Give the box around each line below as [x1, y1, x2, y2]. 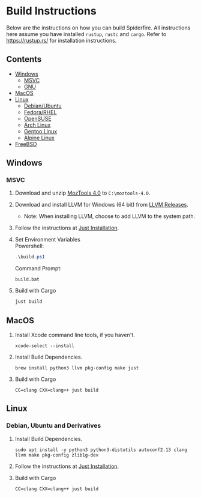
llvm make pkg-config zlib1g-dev [14, 452, 99, 458]
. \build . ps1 [14, 254, 45, 260]
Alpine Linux [23, 134, 55, 141]
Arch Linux [23, 121, 51, 129]
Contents [6, 54, 42, 64]
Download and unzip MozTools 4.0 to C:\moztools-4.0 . [14, 189, 151, 196]
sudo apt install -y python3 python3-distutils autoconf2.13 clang [14, 446, 187, 453]
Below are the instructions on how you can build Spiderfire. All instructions [6, 24, 191, 31]
